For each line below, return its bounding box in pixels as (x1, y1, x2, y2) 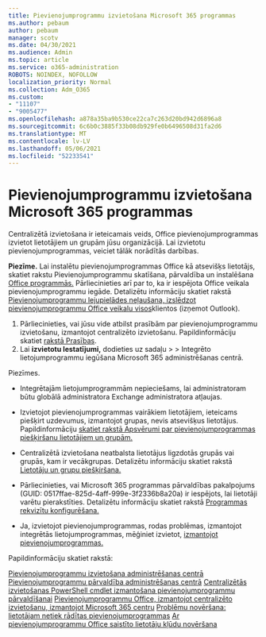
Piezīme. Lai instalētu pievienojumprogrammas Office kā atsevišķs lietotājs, (8, 261, 256, 271)
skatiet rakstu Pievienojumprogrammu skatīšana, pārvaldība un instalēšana (8, 270, 254, 280)
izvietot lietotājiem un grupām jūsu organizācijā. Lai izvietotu (8, 237, 206, 247)
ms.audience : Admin (8, 48, 73, 56)
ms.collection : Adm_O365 (8, 85, 91, 94)
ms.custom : (8, 93, 44, 101)
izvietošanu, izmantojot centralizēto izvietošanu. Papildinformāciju (19, 327, 237, 338)
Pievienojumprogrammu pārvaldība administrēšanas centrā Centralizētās (8, 577, 248, 587)
